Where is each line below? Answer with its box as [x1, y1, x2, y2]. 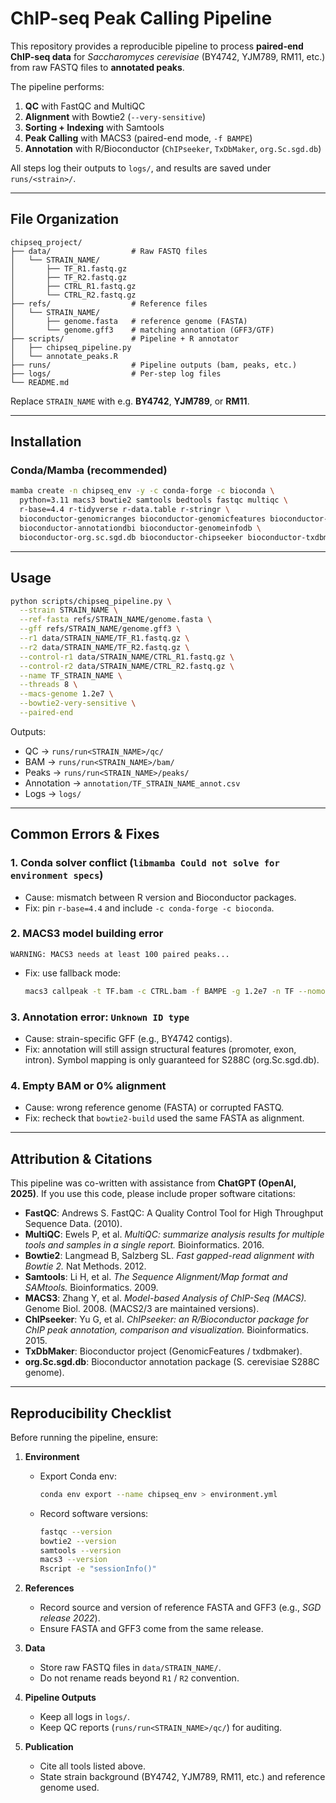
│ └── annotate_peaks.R [10, 351, 118, 361]
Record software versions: [39, 1507, 149, 1519]
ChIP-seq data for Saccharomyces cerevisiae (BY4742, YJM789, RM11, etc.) [10, 50, 326, 62]
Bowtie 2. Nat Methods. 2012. [24, 1260, 147, 1272]
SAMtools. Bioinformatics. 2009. [24, 1282, 159, 1294]
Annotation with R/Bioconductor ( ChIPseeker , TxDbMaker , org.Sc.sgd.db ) [24, 142, 322, 154]
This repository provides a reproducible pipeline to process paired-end [10, 40, 304, 52]
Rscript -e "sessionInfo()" [39, 1564, 157, 1574]
